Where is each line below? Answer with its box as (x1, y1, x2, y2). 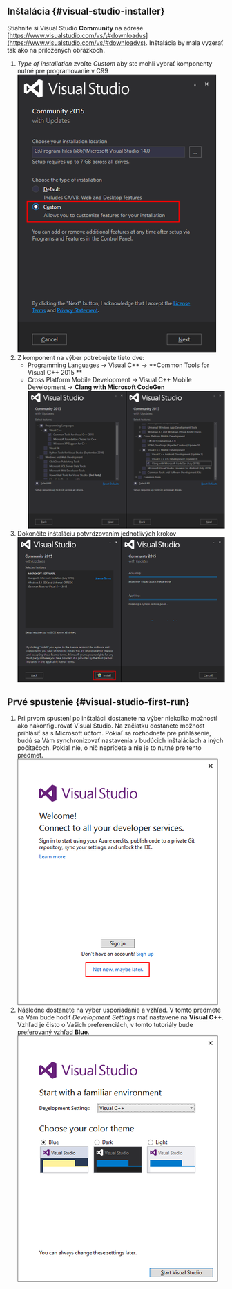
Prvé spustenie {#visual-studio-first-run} (7, 696, 190, 708)
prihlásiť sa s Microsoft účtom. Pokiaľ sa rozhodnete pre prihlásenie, (17, 729, 212, 737)
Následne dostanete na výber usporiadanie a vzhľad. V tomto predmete (17, 1006, 221, 1015)
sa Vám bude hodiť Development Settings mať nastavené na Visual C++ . (17, 1013, 224, 1022)
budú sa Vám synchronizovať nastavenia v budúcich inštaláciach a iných (17, 736, 224, 745)
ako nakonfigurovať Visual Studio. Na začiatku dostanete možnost (17, 722, 205, 730)
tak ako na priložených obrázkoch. (7, 46, 106, 54)
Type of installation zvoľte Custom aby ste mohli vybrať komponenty (17, 59, 213, 68)
